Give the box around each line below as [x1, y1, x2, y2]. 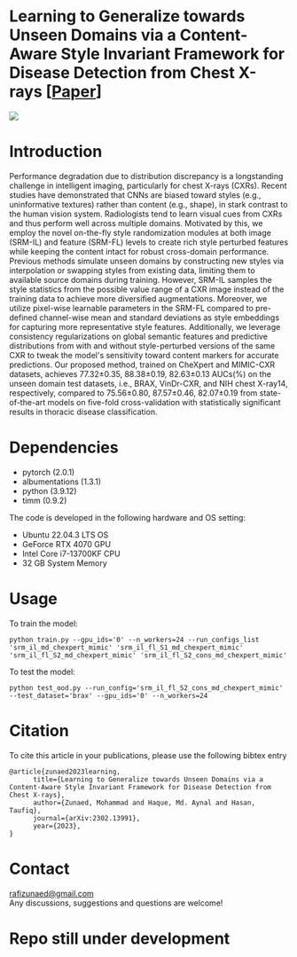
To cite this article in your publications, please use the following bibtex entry [9, 749, 287, 760]
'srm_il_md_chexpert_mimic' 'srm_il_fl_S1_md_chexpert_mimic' [9, 643, 244, 652]
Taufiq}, [9, 805, 42, 815]
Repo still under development [9, 929, 231, 948]
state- [259, 388, 282, 398]
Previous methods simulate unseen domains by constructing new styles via [9, 255, 285, 266]
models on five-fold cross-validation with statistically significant [47, 396, 281, 407]
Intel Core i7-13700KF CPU [21, 548, 121, 559]
